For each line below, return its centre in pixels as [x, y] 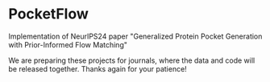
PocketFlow [48, 14]
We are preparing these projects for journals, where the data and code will [132, 60]
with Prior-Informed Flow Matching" [68, 44]
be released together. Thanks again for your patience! [98, 68]
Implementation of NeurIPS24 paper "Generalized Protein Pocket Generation [135, 36]
